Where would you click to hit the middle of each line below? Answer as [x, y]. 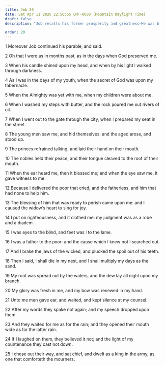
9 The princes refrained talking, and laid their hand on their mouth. [72, 149]
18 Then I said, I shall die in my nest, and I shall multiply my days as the [77, 261]
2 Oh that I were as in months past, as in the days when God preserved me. [81, 56]
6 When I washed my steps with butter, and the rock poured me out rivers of [82, 104]
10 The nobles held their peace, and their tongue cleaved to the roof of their [82, 159]
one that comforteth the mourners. [40, 359]
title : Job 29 [20, 10]
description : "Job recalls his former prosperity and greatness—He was [80, 23]
